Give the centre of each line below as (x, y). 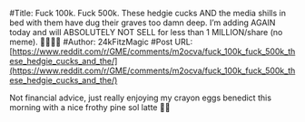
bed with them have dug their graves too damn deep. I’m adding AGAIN (143, 23)
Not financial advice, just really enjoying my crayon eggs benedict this (141, 98)
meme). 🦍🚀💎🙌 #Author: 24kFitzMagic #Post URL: (101, 42)
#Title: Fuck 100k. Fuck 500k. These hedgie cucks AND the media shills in (148, 13)
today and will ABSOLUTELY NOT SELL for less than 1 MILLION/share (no (146, 32)
